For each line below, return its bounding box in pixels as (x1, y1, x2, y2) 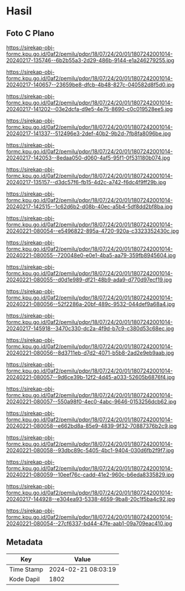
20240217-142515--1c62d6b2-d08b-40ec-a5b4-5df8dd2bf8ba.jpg (6, 203, 173, 210)
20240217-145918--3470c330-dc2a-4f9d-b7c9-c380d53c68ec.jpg (6, 325, 174, 332)
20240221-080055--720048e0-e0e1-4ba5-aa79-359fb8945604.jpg (6, 252, 176, 259)
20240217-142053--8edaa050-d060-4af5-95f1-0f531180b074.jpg (6, 154, 171, 161)
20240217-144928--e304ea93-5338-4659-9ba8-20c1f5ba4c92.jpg (6, 496, 175, 502)
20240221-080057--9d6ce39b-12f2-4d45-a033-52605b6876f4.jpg (6, 374, 175, 380)
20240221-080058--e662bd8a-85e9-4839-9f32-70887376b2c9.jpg (6, 422, 177, 430)
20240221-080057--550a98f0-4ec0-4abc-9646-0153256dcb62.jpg (6, 398, 177, 405)
